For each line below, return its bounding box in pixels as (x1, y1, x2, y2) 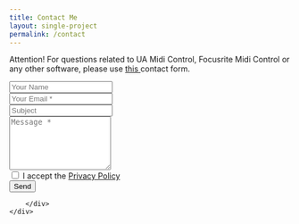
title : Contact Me (9, 12, 78, 22)
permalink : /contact (9, 29, 87, 38)
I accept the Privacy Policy (21, 170, 120, 181)
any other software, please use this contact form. (9, 63, 190, 74)
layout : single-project (9, 21, 98, 30)
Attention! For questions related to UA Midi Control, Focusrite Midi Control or (9, 54, 290, 65)
